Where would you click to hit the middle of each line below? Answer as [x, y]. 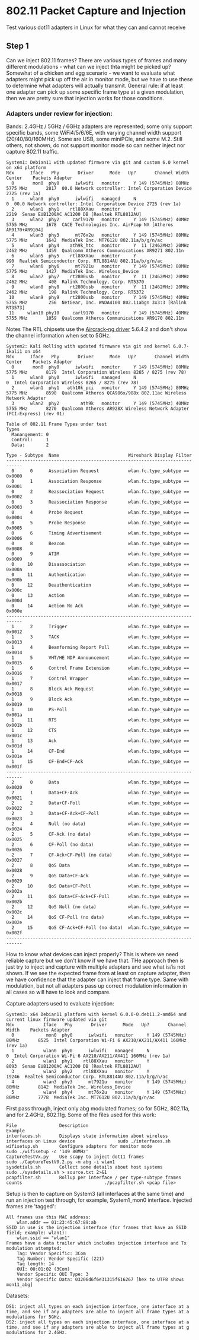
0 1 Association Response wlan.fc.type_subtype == [100, 482]
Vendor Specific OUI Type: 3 [53, 1274]
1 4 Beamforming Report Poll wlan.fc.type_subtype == [100, 648]
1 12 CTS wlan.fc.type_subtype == [100, 731]
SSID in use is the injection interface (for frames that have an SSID [96, 1228]
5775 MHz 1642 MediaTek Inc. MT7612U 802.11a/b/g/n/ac [84, 241]
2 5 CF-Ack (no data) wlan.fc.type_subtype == [100, 835]
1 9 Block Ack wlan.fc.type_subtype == [100, 699]
